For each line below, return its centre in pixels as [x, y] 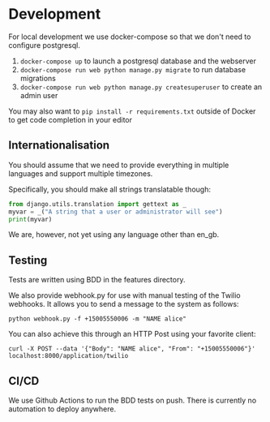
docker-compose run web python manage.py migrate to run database [133, 69]
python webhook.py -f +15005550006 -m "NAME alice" [97, 319]
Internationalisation [59, 146]
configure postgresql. [45, 45]
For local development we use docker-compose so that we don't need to [130, 37]
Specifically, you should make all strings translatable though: [109, 189]
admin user [39, 95]
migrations [38, 78]
